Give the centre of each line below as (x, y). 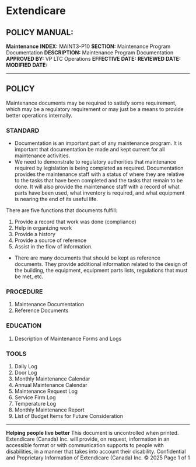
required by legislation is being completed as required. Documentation (99, 168)
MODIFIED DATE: (27, 65)
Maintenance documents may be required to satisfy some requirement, (91, 103)
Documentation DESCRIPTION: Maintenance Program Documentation (90, 53)
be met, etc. (29, 276)
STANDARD (23, 130)
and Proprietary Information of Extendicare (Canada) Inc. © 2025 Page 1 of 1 (98, 458)
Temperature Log (35, 404)
